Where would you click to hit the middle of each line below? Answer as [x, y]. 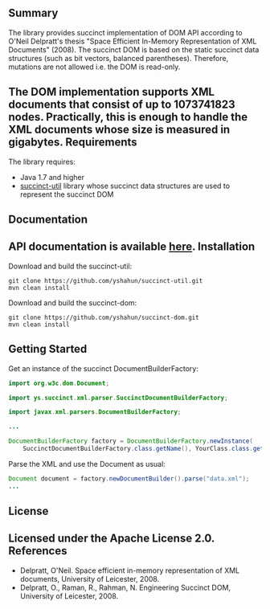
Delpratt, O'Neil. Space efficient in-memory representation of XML [129, 570]
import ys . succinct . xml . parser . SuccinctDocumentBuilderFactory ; [118, 398]
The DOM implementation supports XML [112, 92]
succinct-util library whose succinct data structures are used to [125, 186]
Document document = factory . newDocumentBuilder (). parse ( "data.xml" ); [129, 478]
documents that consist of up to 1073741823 [122, 105]
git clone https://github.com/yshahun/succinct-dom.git [104, 317]
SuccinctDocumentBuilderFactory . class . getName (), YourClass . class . [138, 449]
